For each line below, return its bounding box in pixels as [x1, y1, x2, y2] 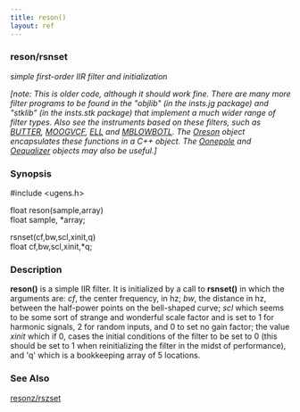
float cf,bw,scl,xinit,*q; [10, 242, 93, 252]
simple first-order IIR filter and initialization [10, 70, 168, 81]
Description [10, 264, 62, 276]
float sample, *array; [10, 215, 86, 226]
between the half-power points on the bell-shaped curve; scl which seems [10, 302, 285, 313]
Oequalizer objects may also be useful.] [10, 144, 157, 156]
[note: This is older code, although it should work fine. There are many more [10, 88, 291, 99]
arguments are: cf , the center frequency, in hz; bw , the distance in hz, [10, 293, 267, 304]
